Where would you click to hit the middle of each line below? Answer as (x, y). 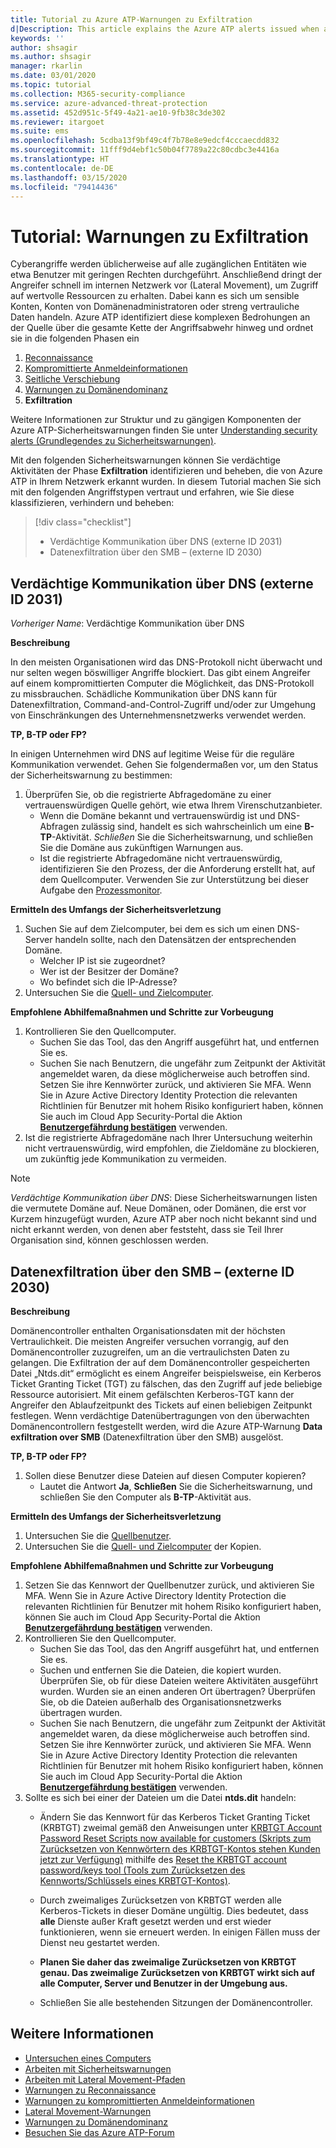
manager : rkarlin (46, 66)
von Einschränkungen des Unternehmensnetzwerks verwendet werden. (158, 715)
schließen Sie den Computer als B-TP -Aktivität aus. (145, 1497)
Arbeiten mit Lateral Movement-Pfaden (105, 2079)
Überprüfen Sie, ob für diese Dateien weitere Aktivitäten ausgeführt (179, 1680)
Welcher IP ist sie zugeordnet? (102, 961)
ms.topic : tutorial (51, 85)
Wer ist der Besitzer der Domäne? (109, 972)
